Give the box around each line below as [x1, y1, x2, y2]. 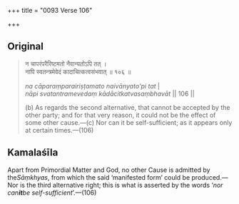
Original [7, 41, 44, 53]
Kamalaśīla [7, 146, 59, 159]
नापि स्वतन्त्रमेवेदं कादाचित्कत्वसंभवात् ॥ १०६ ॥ [24, 67, 131, 76]
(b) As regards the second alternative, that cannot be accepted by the [24, 103, 230, 111]
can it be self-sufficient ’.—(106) [7, 188, 97, 197]
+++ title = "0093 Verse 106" [7, 6, 93, 14]
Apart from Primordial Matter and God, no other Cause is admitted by [7, 165, 210, 174]
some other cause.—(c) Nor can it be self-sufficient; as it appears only [24, 118, 233, 127]
